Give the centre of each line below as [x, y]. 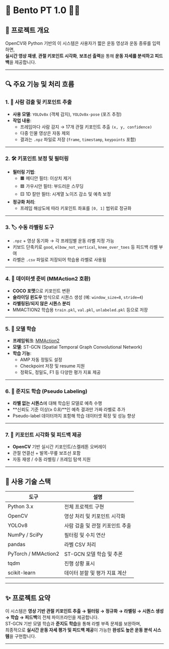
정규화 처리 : [24, 202]
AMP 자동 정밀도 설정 [41, 359]
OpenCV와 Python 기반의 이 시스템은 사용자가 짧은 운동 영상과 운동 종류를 [78, 43]
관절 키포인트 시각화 [57, 56]
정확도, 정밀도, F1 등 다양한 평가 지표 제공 [60, 372]
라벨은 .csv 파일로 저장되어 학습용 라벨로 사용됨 [59, 260]
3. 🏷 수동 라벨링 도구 [30, 227]
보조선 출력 [90, 56]
